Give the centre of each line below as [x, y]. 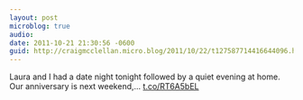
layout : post [34, 18]
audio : [22, 34]
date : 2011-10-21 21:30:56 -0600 [72, 43]
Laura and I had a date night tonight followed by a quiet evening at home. [145, 77]
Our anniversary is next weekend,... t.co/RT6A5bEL [104, 86]
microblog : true [40, 26]
